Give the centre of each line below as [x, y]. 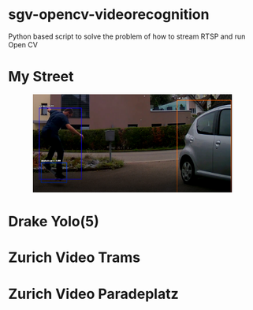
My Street [41, 77]
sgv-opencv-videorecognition [109, 15]
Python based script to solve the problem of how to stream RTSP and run [127, 36]
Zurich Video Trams [74, 258]
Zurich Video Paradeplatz [93, 294]
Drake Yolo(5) [54, 222]
